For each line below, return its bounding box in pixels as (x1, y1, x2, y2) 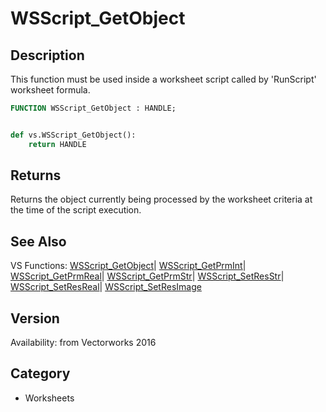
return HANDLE (28, 139, 87, 149)
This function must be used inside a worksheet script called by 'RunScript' (10, 73, 317, 85)
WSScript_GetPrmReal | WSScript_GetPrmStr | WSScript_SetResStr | (10, 270, 285, 282)
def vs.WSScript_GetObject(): (10, 130, 137, 140)
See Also (10, 233, 67, 250)
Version (10, 310, 60, 327)
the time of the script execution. (10, 204, 142, 216)
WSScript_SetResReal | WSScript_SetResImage (10, 281, 202, 293)
